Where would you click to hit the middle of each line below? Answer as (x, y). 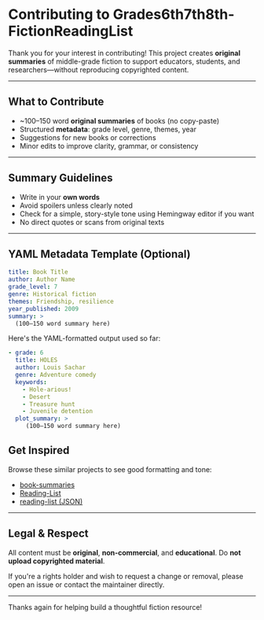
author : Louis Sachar (51, 367)
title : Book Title (38, 272)
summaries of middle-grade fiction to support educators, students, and (124, 61)
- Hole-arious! (47, 389)
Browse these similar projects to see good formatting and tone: (110, 469)
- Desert (37, 397)
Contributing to (59, 15)
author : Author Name (42, 280)
